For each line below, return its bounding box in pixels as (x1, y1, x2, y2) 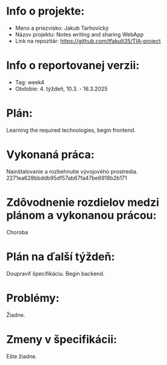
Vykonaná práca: (6, 148, 95, 162)
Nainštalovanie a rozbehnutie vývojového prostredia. (6, 168, 138, 175)
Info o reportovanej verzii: (6, 59, 140, 72)
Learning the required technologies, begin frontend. (6, 126, 136, 134)
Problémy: (6, 291, 60, 305)
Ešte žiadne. (6, 352, 38, 360)
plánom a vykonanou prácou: (6, 208, 157, 222)
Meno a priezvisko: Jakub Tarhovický (15, 24, 109, 32)
